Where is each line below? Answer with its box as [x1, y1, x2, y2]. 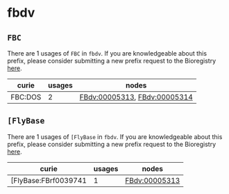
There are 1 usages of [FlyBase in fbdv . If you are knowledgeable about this [7, 132, 223, 140]
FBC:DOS [10, 92, 42, 102]
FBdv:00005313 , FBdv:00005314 [79, 92, 193, 102]
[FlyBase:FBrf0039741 [10, 175, 87, 185]
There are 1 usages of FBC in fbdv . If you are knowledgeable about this [7, 49, 207, 57]
